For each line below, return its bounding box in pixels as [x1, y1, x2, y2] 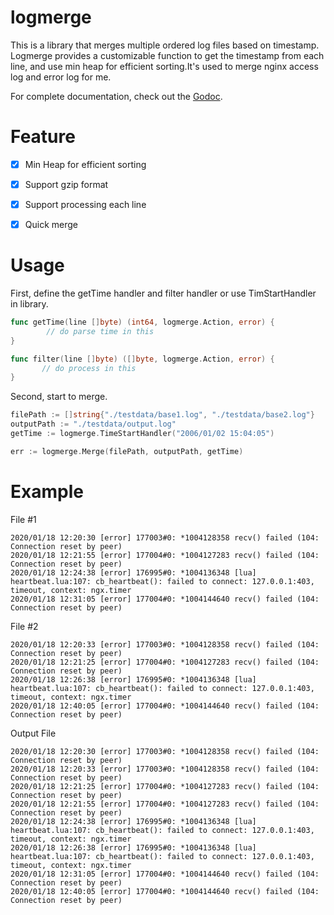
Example [10, 481, 84, 503]
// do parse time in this [46, 326, 155, 336]
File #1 [10, 513, 37, 525]
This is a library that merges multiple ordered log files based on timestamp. [10, 39, 320, 51]
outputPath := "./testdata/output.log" [10, 419, 177, 430]
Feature [10, 126, 76, 148]
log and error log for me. [10, 71, 112, 83]
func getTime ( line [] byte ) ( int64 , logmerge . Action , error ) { [10, 317, 275, 328]
